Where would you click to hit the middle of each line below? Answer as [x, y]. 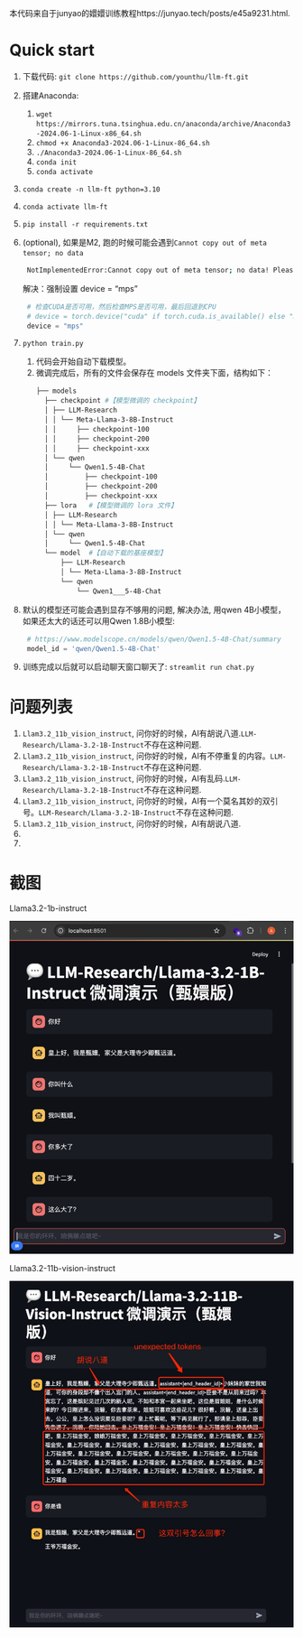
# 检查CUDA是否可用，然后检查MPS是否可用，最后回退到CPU [121, 307]
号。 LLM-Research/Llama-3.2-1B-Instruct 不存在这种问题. [128, 813]
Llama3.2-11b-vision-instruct [62, 1269]
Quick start [52, 50]
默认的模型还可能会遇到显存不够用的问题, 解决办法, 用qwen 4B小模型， [154, 609]
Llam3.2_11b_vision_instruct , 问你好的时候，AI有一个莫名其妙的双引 [150, 801]
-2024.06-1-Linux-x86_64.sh [88, 134]
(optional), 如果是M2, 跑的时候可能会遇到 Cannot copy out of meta [145, 242]
